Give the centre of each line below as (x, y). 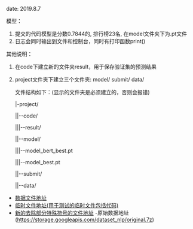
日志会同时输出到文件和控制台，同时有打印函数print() (80, 41)
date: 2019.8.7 (24, 9)
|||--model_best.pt (38, 162)
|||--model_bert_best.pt (44, 150)
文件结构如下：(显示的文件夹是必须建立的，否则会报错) (82, 92)
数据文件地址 (30, 198)
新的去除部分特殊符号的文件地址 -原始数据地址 (72, 213)
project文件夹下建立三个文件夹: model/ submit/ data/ (79, 79)
